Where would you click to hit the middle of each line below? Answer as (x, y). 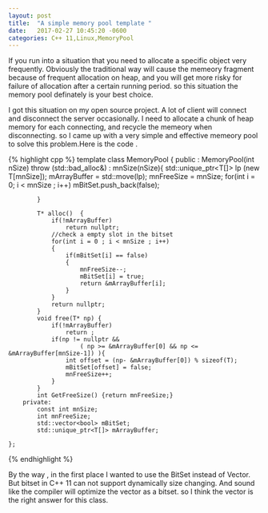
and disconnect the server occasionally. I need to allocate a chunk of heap (131, 119)
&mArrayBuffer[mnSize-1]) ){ (57, 354)
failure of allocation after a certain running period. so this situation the (123, 86)
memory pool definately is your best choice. (81, 95)
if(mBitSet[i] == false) (107, 256)
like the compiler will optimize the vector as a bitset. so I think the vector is (131, 491)
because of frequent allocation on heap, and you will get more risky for (125, 78)
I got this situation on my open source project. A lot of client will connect (128, 110)
